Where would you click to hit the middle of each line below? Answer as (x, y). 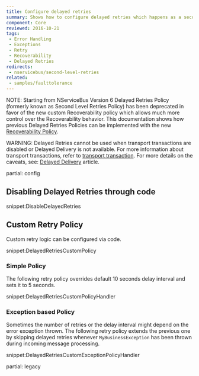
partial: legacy (23, 367)
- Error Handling (30, 39)
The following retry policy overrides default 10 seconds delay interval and (96, 278)
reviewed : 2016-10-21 (33, 28)
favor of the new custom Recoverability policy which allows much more (93, 113)
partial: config (23, 173)
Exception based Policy (41, 311)
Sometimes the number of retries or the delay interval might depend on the (97, 325)
